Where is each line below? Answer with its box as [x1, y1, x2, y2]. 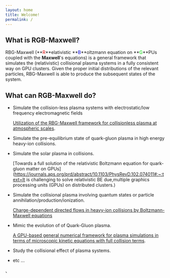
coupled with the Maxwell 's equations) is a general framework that [5, 54, 147, 61]
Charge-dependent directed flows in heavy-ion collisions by [12, 207, 139, 213]
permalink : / [5, 17, 33, 22]
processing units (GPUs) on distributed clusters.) [12, 182, 116, 188]
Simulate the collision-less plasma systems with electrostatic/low [12, 105, 150, 110]
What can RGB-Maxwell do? [5, 91, 96, 100]
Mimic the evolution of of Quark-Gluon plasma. [12, 223, 111, 228]
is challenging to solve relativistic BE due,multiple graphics [26, 177, 150, 182]
